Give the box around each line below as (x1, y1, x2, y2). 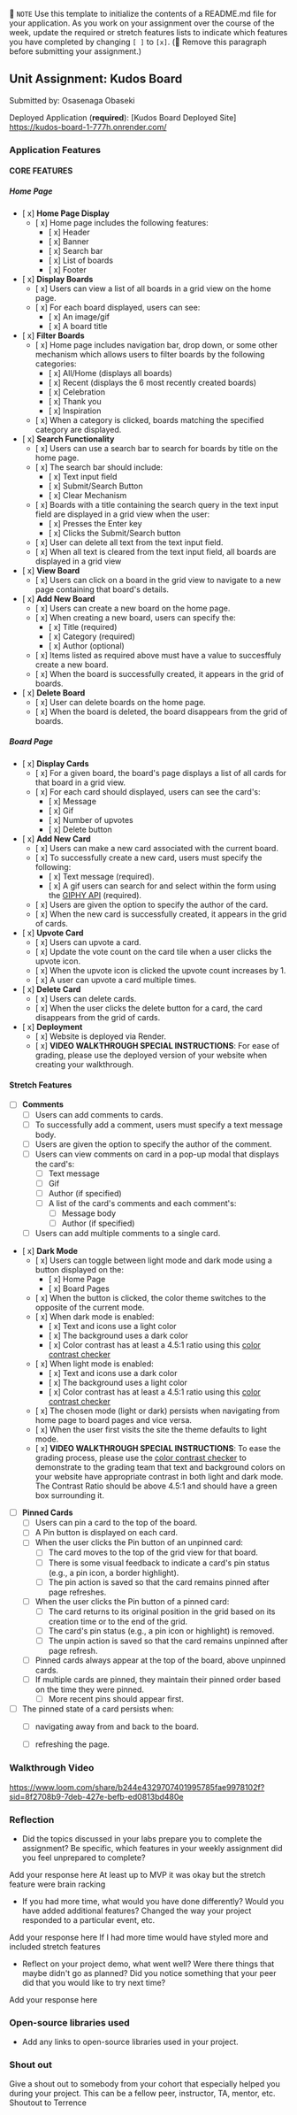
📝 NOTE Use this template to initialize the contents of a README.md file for (9, 9, 277, 19)
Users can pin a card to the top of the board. (34, 1518, 198, 1528)
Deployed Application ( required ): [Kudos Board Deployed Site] (9, 112, 237, 123)
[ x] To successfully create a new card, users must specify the (34, 852, 263, 863)
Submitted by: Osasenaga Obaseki (9, 95, 135, 105)
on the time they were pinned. (34, 1684, 144, 1695)
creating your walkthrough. (34, 1059, 134, 1070)
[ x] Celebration (48, 387, 106, 397)
